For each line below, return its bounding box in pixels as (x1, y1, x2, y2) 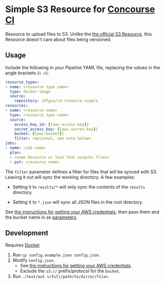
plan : (10, 150, 22, 155)
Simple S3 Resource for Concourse (5, 4, 155, 15)
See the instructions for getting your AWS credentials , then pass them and (5, 209, 160, 215)
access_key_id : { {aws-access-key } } (14, 122, 89, 127)
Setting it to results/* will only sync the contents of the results (12, 183, 145, 190)
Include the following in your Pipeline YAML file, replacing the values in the (5, 64, 160, 70)
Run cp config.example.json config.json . (12, 252, 100, 258)
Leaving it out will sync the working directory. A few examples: (5, 174, 135, 180)
